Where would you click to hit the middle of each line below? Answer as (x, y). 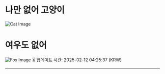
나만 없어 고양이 (35, 10)
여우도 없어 (26, 45)
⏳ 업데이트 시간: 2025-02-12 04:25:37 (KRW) (77, 60)
